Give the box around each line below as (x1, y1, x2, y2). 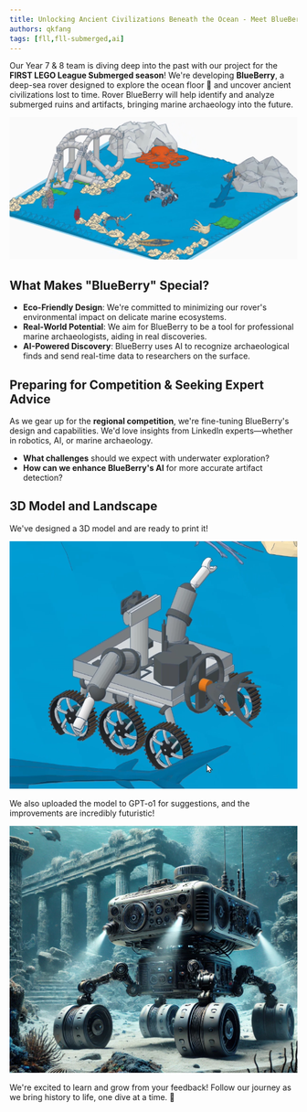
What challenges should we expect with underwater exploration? (22, 453, 270, 464)
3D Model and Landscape (9, 498, 158, 514)
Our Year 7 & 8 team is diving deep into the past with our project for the (9, 60, 279, 71)
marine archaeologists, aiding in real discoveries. (22, 331, 207, 342)
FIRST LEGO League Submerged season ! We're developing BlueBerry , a (9, 69, 285, 81)
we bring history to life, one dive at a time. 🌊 (9, 1091, 175, 1102)
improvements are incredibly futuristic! (9, 807, 155, 818)
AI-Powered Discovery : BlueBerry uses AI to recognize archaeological (22, 341, 290, 352)
